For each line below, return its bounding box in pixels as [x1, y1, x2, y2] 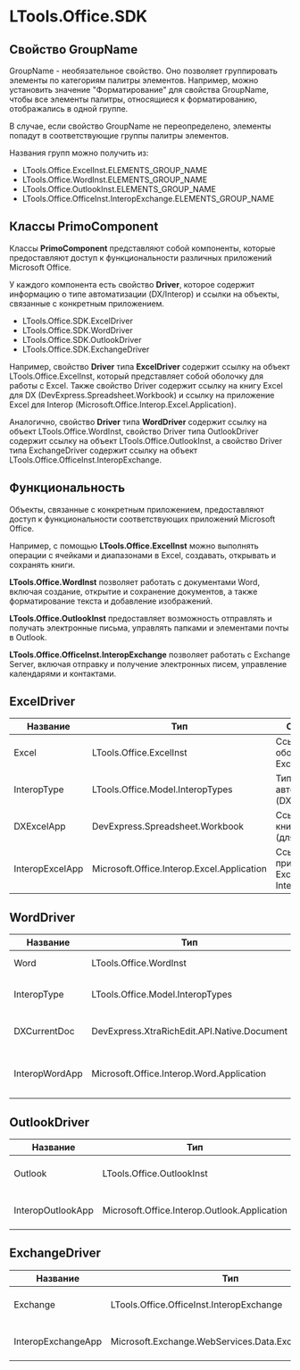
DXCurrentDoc [13, 1025, 75, 1038]
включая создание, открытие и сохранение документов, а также [9, 586, 258, 597]
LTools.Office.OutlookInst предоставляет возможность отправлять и [9, 613, 272, 623]
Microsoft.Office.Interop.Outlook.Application [102, 1204, 288, 1216]
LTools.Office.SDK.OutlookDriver [21, 334, 142, 345]
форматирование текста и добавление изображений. [9, 596, 213, 606]
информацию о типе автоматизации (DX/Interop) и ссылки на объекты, [9, 288, 279, 299]
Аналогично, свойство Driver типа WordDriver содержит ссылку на [9, 416, 268, 427]
